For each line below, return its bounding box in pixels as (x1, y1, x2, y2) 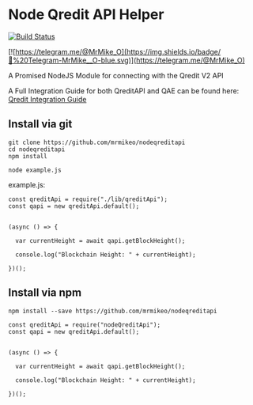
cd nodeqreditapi (8, 145, 66, 153)
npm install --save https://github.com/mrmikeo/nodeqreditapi (8, 307, 217, 315)
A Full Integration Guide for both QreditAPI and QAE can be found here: (8, 85, 240, 96)
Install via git (8, 117, 73, 131)
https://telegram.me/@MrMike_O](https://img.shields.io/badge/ (15, 47, 221, 56)
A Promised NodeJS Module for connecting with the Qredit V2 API (8, 70, 224, 80)
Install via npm (8, 286, 81, 300)
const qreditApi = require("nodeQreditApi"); (8, 320, 160, 329)
